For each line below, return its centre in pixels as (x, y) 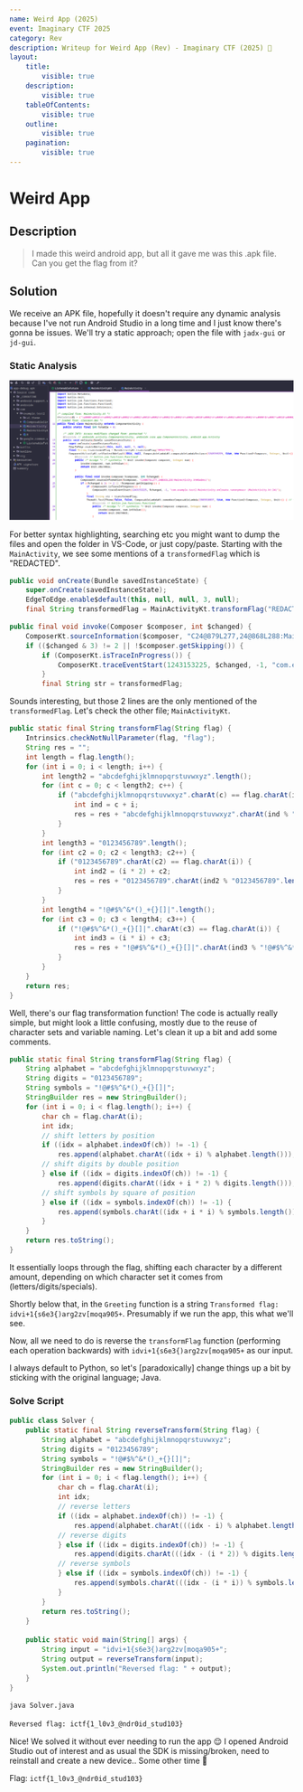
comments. (30, 1042)
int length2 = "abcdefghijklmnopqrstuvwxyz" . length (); (147, 776)
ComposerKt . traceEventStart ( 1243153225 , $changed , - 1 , (163, 665)
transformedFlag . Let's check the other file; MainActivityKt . (120, 711)
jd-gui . (23, 342)
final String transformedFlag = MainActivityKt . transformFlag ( (147, 609)
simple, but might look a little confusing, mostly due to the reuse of (133, 1023)
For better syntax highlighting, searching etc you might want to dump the (145, 534)
